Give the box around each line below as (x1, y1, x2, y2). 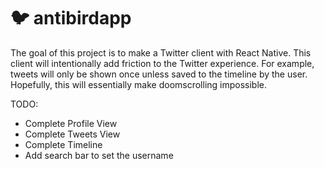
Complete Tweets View (24, 128, 121, 140)
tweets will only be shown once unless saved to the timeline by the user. (10, 68, 308, 80)
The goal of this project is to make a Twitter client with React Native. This (10, 46, 312, 59)
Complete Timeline (24, 138, 103, 150)
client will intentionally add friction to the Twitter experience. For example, (10, 57, 315, 69)
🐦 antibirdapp (10, 7, 132, 30)
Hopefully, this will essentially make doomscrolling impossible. (10, 78, 268, 90)
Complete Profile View (24, 117, 118, 129)
